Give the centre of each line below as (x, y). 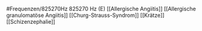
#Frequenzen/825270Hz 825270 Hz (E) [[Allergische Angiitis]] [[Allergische (101, 9)
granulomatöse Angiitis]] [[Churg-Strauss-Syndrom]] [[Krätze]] (85, 15)
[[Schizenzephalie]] (31, 22)
